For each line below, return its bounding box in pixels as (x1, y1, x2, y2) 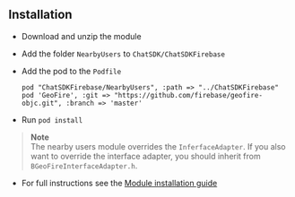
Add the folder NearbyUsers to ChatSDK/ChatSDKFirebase (21, 48, 226, 59)
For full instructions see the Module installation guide (21, 177, 218, 188)
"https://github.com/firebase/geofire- (114, 90, 264, 99)
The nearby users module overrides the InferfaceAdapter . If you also (30, 141, 286, 151)
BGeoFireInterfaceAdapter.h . (30, 160, 138, 171)
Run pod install (21, 114, 83, 124)
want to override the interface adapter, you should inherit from (30, 150, 261, 161)
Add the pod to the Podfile (21, 65, 122, 76)
